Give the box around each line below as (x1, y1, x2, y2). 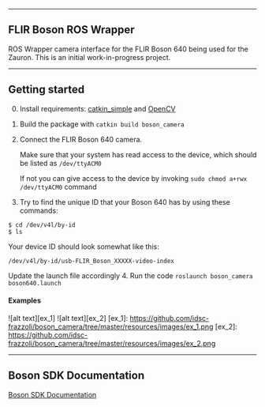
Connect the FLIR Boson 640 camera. (19, 134, 143, 144)
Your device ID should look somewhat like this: (8, 242, 159, 251)
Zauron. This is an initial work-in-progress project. (8, 52, 171, 62)
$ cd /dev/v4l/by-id (8, 220, 77, 229)
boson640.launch (8, 279, 62, 287)
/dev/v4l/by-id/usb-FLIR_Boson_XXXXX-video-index (8, 257, 175, 265)
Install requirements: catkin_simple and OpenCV (19, 104, 176, 113)
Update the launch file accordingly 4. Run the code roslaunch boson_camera (8, 270, 253, 281)
